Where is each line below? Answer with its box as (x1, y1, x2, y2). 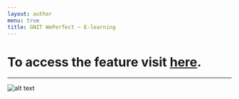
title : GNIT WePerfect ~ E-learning (7, 23, 116, 30)
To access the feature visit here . (7, 54, 202, 70)
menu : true (7, 17, 40, 24)
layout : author (7, 10, 53, 18)
